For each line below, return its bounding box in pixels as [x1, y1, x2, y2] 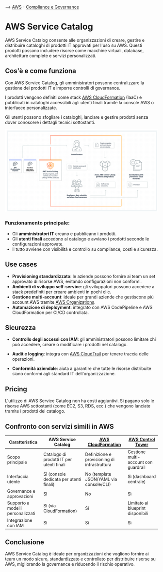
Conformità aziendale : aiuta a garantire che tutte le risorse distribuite [12, 366, 151, 371]
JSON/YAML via [85, 476, 117, 482]
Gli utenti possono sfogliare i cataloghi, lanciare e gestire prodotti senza [5, 114, 148, 120]
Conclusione [5, 538, 45, 546]
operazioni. [12, 356, 35, 362]
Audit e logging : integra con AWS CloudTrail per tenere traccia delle [12, 351, 149, 357]
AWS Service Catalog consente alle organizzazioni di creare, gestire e [5, 37, 145, 43]
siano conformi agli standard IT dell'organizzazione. [12, 371, 116, 377]
